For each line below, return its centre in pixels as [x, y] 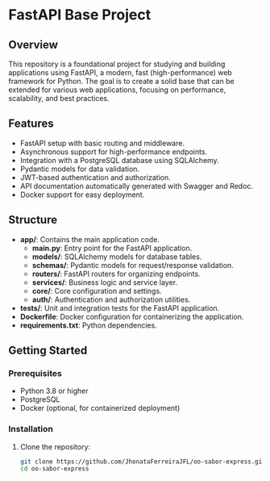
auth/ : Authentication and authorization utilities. [111, 299]
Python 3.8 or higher [54, 391]
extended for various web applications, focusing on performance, [117, 90]
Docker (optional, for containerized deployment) [100, 408]
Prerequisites [35, 373]
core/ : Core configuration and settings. [97, 291]
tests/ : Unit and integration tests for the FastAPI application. [120, 307]
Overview [33, 45]
